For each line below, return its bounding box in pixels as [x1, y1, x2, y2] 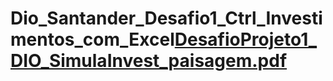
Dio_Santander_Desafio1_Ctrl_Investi [10, 7, 323, 30]
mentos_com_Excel [10, 28, 175, 51]
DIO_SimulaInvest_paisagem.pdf [10, 50, 288, 72]
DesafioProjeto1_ [174, 28, 318, 51]
